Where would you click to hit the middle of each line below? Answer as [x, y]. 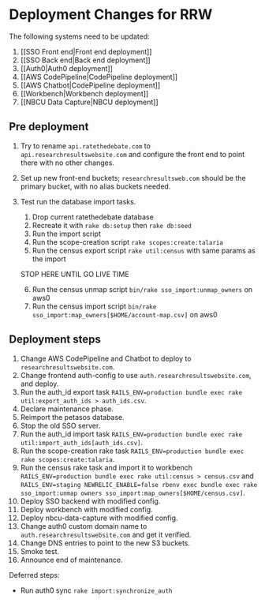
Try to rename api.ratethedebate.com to [85, 146]
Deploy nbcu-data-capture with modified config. [99, 518]
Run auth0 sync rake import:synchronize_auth [96, 590]
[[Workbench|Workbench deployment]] [84, 93]
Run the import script [67, 234]
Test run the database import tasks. [78, 201]
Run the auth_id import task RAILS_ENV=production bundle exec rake [131, 434]
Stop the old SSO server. [60, 425]
